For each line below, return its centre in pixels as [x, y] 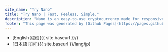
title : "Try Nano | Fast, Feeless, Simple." [52, 14]
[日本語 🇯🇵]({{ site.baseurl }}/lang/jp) [51, 44]
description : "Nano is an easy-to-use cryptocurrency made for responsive [85, 19]
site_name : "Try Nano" [29, 10]
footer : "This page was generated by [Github [53, 24]
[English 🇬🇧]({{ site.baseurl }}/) [45, 38]
